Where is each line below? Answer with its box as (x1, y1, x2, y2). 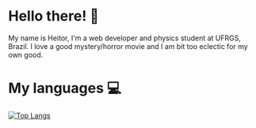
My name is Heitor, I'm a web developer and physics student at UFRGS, (8, 33, 242, 43)
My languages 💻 (8, 79, 121, 97)
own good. (8, 50, 44, 59)
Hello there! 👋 (8, 7, 99, 25)
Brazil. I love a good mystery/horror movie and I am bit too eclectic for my (8, 41, 248, 51)
